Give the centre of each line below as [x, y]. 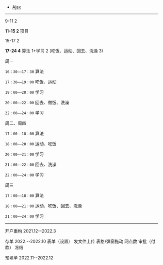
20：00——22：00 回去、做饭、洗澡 [37, 102]
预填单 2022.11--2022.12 [29, 258]
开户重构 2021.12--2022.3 [31, 231]
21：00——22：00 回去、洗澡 [31, 164]
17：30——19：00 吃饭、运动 [31, 82]
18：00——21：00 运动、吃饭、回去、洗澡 [44, 206]
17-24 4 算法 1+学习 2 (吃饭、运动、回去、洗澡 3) [54, 51]
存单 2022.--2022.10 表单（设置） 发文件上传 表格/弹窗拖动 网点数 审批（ [78, 241]
